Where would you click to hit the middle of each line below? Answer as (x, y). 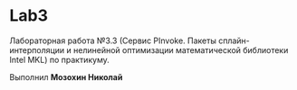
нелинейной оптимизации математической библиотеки (181, 49)
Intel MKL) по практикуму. (60, 59)
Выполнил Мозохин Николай (66, 76)
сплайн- (235, 40)
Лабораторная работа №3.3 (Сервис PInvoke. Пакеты (113, 40)
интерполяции (37, 49)
